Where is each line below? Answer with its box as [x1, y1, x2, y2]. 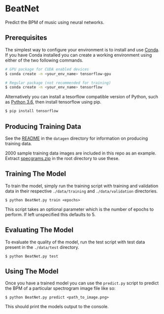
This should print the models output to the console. [5, 304, 109, 310]
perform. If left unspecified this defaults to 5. [5, 211, 96, 217]
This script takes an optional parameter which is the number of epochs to [5, 206, 154, 212]
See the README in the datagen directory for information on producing [5, 135, 148, 141]
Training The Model [5, 170, 66, 178]
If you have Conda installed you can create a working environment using [5, 52, 152, 58]
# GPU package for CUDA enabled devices [5, 67, 90, 72]
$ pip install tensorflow [5, 109, 58, 114]
